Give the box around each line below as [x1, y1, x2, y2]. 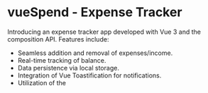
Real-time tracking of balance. [17, 56, 106, 64]
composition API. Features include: [7, 35, 109, 43]
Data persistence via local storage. [17, 63, 119, 72]
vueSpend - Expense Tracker [7, 4, 182, 20]
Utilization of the [17, 78, 66, 87]
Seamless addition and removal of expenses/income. [17, 49, 173, 57]
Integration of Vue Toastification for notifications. [17, 71, 162, 80]
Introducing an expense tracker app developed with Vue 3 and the [7, 27, 201, 36]
